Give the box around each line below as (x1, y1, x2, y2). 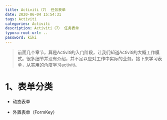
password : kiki (5, 35, 37, 40)
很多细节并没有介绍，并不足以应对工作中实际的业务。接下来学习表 (26, 55, 162, 61)
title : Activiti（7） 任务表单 (5, 7, 66, 12)
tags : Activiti (5, 16, 37, 21)
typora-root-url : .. (5, 30, 48, 35)
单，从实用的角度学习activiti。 (17, 62, 79, 68)
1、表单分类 (5, 81, 53, 93)
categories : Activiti (5, 21, 50, 26)
